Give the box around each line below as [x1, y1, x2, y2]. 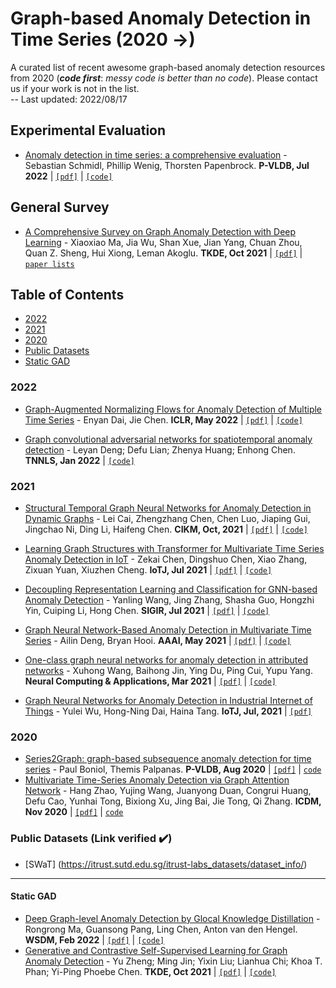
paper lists [24, 259, 75, 269]
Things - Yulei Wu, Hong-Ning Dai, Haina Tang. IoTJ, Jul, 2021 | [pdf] [24, 705, 313, 717]
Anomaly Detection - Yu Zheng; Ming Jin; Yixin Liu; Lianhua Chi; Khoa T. [24, 955, 323, 967]
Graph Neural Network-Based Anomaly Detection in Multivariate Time [24, 623, 312, 636]
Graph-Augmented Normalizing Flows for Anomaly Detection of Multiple [24, 403, 323, 415]
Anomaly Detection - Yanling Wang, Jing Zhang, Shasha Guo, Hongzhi [24, 593, 315, 606]
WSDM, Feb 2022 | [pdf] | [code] [24, 933, 165, 946]
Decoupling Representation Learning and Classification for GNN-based [24, 583, 318, 595]
